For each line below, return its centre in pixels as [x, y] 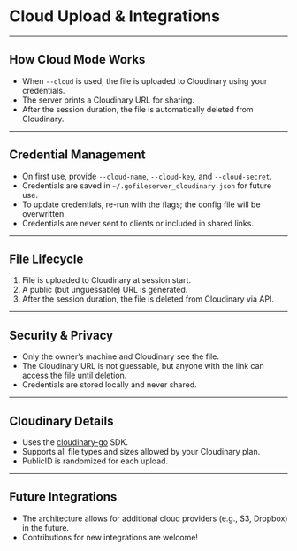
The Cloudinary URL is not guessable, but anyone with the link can [143, 366]
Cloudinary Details [61, 421]
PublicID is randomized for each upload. [95, 461]
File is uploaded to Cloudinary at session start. [107, 280]
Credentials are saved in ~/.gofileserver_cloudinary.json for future [147, 185]
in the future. [45, 527]
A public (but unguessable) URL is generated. [105, 290]
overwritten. [44, 213]
